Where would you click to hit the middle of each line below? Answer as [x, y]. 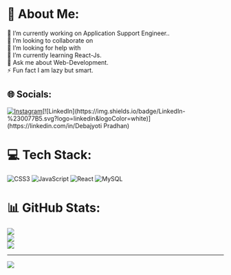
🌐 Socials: [30, 95]
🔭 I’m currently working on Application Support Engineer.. [88, 33]
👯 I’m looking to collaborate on [50, 40]
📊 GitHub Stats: [54, 208]
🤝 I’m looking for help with [44, 48]
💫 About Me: [43, 14]
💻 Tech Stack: [49, 155]
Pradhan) [117, 125]
